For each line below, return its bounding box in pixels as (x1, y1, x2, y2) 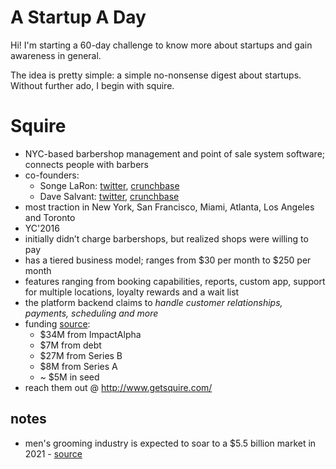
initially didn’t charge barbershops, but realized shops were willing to (24, 232, 309, 245)
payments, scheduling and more (24, 307, 159, 319)
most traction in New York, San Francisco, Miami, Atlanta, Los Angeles (24, 201, 315, 213)
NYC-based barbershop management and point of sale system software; (24, 147, 326, 160)
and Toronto (24, 211, 76, 223)
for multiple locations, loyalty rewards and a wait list (24, 286, 240, 298)
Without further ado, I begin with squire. (10, 79, 175, 91)
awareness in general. (10, 49, 102, 61)
